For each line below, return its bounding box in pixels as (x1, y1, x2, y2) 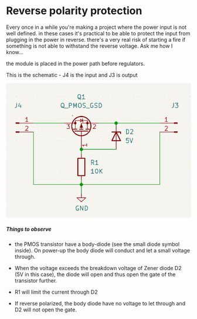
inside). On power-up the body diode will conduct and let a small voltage (14, 247, 191, 254)
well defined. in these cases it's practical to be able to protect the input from (6, 29, 191, 36)
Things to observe (6, 225, 52, 233)
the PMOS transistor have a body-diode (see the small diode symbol (14, 240, 180, 248)
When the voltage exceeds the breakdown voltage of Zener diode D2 (14, 264, 182, 271)
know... (6, 48, 23, 55)
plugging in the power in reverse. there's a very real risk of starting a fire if (6, 36, 186, 43)
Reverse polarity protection (6, 4, 142, 18)
